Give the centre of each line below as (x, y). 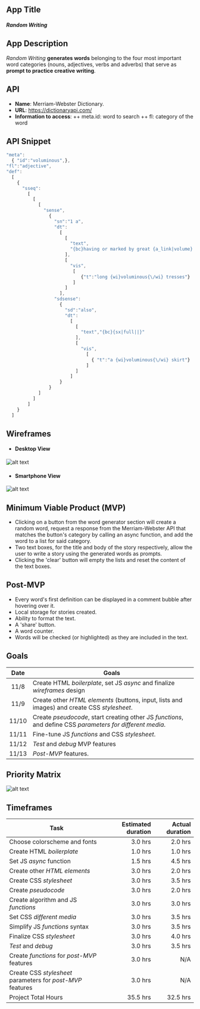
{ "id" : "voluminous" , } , (41, 161)
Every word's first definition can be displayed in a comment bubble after (103, 599)
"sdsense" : (68, 299)
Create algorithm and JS (43, 900)
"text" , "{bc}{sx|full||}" (113, 332)
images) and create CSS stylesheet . (82, 707)
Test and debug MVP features (74, 744)
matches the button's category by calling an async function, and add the (104, 535)
